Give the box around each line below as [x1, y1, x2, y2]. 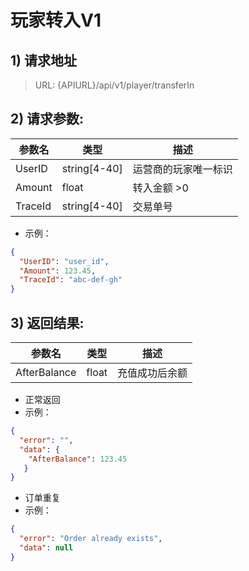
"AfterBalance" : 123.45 [28, 454, 128, 464]
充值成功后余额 [117, 366, 188, 380]
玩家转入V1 [10, 9, 102, 32]
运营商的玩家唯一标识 [132, 162, 233, 176]
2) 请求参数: [10, 111, 85, 128]
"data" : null [19, 543, 74, 553]
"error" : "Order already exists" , [19, 534, 163, 544]
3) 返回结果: [10, 314, 85, 331]
